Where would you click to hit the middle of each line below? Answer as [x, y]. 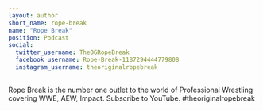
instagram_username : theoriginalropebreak [87, 67]
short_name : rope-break [48, 23]
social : [21, 45]
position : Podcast [39, 38]
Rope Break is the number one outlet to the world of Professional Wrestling [131, 90]
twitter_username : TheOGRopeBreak [72, 52]
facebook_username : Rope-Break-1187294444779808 [97, 60]
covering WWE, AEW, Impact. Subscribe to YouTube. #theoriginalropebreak [132, 98]
